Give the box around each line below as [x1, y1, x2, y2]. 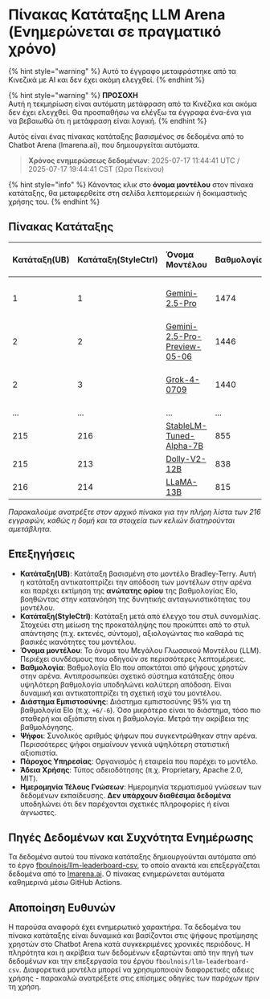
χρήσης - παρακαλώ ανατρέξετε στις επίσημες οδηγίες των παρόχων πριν [8, 973, 260, 983]
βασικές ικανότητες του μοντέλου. [19, 637, 137, 646]
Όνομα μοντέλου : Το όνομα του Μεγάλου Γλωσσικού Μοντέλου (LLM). [19, 645, 261, 655]
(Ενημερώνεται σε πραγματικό [8, 22, 222, 41]
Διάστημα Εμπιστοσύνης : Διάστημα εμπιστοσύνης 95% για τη [19, 696, 231, 706]
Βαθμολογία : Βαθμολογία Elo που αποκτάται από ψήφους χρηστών [19, 663, 248, 672]
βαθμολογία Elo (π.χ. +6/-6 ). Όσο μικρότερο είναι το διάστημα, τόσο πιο [19, 705, 261, 715]
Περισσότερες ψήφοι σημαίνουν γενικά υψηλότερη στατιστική [19, 739, 230, 748]
